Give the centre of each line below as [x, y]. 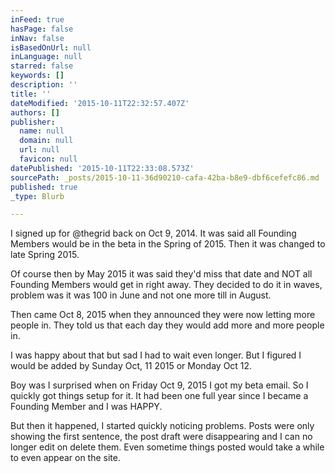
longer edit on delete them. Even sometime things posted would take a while [167, 447]
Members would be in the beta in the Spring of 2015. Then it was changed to [168, 244]
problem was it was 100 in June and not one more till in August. [141, 295]
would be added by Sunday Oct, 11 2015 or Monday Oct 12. [131, 366]
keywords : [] [37, 76]
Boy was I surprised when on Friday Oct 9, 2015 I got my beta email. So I [159, 385]
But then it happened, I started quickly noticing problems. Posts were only [162, 426]
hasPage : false [42, 29]
